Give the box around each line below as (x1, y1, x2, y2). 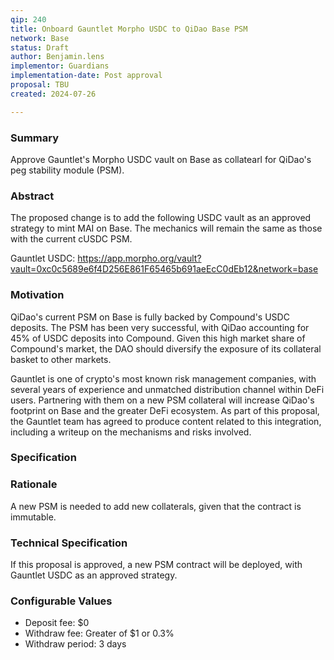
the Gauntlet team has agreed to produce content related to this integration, (10, 415, 322, 427)
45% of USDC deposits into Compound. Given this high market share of (10, 332, 306, 344)
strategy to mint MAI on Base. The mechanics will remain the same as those (10, 222, 323, 235)
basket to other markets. (10, 353, 112, 365)
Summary (10, 131, 60, 145)
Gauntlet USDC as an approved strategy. (10, 569, 178, 581)
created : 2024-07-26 (10, 89, 97, 99)
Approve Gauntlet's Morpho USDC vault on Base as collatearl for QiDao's (10, 153, 312, 165)
